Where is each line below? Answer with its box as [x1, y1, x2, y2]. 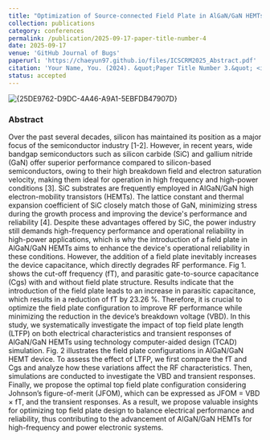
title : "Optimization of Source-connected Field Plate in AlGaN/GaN [8, 11, 243, 20]
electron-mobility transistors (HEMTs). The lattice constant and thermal [8, 191, 244, 201]
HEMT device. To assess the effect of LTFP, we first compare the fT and [8, 354, 247, 364]
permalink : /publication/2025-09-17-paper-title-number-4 [8, 34, 207, 43]
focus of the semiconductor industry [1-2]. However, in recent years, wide [8, 140, 253, 150]
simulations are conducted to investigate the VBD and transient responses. [8, 371, 256, 380]
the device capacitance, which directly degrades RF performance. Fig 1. [8, 260, 247, 269]
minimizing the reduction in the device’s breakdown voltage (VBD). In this [8, 311, 251, 321]
